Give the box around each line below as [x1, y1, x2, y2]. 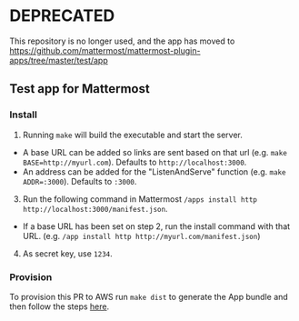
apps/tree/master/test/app [9, 55, 109, 65]
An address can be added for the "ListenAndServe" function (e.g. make [22, 166, 286, 177]
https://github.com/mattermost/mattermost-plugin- [9, 45, 201, 55]
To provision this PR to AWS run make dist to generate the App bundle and [9, 291, 288, 302]
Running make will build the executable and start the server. [22, 129, 243, 140]
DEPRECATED [9, 5, 115, 26]
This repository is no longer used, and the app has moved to [9, 35, 235, 46]
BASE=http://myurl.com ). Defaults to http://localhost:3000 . [22, 156, 247, 167]
